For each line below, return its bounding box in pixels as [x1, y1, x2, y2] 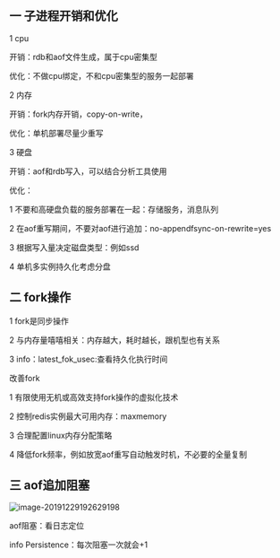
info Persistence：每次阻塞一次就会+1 [9, 539, 148, 550]
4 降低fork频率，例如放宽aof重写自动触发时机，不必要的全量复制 [9, 449, 248, 459]
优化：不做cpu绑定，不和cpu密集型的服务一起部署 [9, 70, 194, 81]
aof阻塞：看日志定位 [9, 520, 85, 531]
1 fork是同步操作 [9, 315, 69, 326]
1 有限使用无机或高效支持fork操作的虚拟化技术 [9, 391, 179, 402]
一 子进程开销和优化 [9, 8, 118, 24]
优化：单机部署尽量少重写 [9, 127, 104, 138]
